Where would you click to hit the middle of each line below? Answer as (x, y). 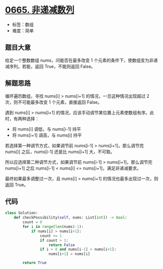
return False (62, 245)
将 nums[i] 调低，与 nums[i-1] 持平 (46, 129)
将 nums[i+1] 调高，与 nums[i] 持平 (47, 135)
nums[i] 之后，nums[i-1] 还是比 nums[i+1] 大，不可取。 (60, 152)
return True (35, 263)
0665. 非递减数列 (40, 10)
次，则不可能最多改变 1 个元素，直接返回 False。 (54, 102)
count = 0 (32, 222)
